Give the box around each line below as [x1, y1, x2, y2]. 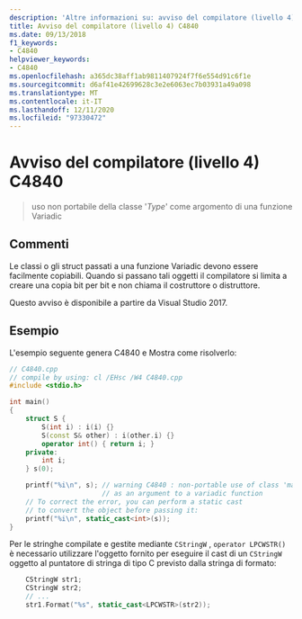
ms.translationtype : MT [9, 88, 99, 97]
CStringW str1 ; [25, 575, 83, 585]
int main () [9, 398, 50, 407]
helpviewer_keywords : [9, 55, 91, 64]
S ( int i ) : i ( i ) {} [41, 422, 115, 432]
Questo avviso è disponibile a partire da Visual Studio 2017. [9, 297, 228, 308]
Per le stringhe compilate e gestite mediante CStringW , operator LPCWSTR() [9, 539, 287, 550]
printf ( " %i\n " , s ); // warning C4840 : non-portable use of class [25, 480, 280, 490]
